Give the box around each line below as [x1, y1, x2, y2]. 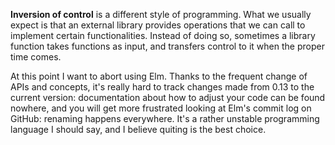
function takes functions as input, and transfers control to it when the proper [10, 40, 325, 52]
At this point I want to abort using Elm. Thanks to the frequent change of [10, 70, 308, 82]
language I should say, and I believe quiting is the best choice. [10, 124, 267, 135]
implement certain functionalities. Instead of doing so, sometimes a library [10, 30, 316, 41]
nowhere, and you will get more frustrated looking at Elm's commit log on [10, 102, 312, 114]
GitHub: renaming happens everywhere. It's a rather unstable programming [10, 113, 320, 124]
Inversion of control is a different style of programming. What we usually [10, 9, 312, 20]
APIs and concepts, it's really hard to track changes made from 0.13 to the [10, 81, 315, 93]
